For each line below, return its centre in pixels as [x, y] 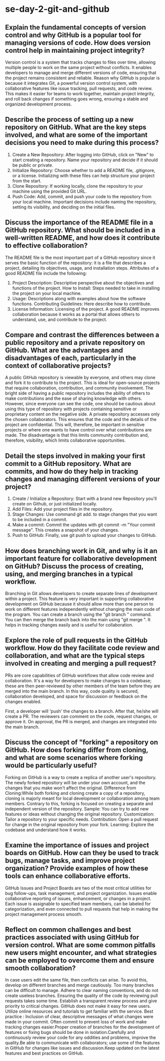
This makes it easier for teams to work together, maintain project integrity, [80, 94]
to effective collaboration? [46, 246]
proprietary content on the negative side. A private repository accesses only [82, 414]
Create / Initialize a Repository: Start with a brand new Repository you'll [84, 498]
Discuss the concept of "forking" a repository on [82, 742]
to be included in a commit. [40, 520]
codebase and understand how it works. [46, 830]
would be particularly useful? [51, 765]
